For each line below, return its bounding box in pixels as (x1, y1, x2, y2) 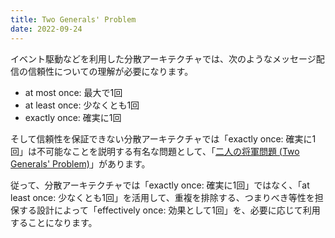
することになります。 (10, 216, 98, 228)
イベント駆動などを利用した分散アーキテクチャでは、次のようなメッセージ (10, 52, 317, 65)
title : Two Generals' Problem (10, 14, 137, 25)
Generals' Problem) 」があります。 (10, 157, 151, 170)
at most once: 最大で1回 (24, 86, 123, 98)
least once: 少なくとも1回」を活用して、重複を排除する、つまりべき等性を (10, 191, 315, 203)
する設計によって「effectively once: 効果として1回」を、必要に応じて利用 (18, 204, 321, 216)
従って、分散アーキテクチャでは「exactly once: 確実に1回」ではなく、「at (10, 179, 310, 191)
